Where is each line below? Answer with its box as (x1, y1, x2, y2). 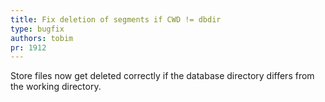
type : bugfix (10, 24, 65, 34)
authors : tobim (10, 33, 74, 43)
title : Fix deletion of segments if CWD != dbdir (10, 14, 222, 25)
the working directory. (10, 81, 102, 93)
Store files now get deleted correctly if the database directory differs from (10, 70, 315, 82)
